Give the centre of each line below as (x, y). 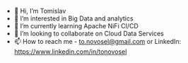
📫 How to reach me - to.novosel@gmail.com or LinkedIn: (98, 41)
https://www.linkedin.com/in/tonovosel (70, 52)
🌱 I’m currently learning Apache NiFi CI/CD (76, 26)
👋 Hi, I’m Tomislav (40, 11)
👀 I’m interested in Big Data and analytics (74, 18)
